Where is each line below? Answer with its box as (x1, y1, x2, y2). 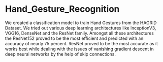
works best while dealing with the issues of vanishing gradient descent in (5, 46, 154, 52)
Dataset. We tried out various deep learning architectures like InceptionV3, (5, 25, 156, 31)
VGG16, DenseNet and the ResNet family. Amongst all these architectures (5, 30, 154, 36)
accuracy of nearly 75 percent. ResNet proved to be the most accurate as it (5, 40, 158, 46)
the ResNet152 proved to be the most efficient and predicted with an (5, 35, 144, 41)
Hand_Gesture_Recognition (5, 3, 120, 15)
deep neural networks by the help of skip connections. (5, 51, 116, 57)
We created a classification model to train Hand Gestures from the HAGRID (5, 20, 157, 26)
